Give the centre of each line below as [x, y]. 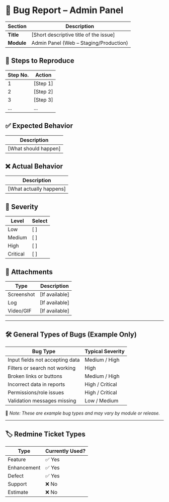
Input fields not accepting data [44, 360]
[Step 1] [44, 83]
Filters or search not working [42, 368]
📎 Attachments [29, 272]
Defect [16, 476]
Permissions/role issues [36, 392]
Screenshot [21, 295]
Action [43, 75]
